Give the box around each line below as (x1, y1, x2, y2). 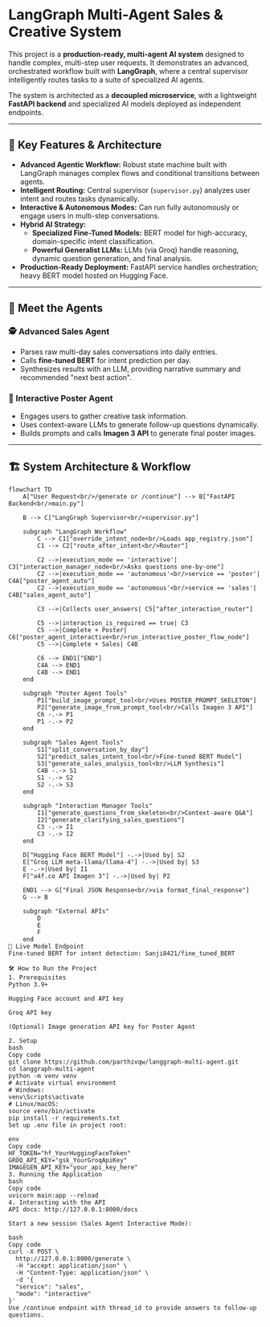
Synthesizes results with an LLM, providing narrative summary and (19, 364, 241, 374)
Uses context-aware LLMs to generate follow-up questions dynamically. (19, 419, 260, 429)
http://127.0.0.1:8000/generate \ (15, 1255, 131, 1263)
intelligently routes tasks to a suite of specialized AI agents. (8, 75, 205, 84)
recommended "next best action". (19, 373, 133, 382)
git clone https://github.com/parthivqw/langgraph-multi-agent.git (8, 1058, 239, 1066)
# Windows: (8, 1086, 45, 1094)
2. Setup (8, 1036, 38, 1045)
